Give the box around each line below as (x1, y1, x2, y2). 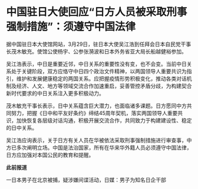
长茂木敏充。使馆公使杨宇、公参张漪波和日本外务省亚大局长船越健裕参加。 (6, 48, 187, 55)
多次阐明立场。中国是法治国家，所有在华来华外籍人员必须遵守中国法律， (16, 144, 192, 151)
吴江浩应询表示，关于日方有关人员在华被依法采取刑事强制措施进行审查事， (6, 136, 187, 144)
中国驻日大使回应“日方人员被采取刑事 (6, 5, 187, 19)
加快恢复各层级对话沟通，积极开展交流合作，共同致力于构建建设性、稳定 (16, 117, 192, 124)
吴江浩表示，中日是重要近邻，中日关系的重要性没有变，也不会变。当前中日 (6, 60, 187, 67)
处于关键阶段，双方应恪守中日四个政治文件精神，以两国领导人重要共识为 (11, 67, 187, 75)
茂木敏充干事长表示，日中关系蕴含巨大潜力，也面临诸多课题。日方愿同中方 (6, 102, 187, 109)
